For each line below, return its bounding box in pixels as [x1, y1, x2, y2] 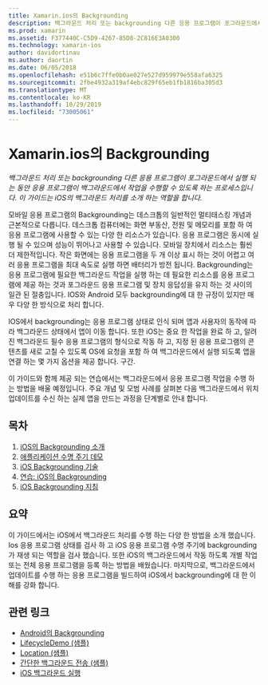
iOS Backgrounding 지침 [19, 481, 99, 491]
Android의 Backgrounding [19, 628, 105, 638]
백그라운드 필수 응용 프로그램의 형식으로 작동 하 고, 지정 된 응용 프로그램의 [16, 336, 246, 346]
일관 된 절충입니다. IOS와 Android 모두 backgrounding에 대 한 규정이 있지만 [8, 289, 246, 299]
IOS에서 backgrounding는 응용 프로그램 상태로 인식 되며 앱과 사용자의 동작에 [8, 316, 249, 326]
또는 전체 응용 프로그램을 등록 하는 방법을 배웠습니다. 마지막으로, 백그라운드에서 [8, 560, 255, 569]
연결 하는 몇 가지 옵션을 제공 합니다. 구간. [8, 356, 136, 366]
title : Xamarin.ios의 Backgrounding [8, 11, 129, 20]
